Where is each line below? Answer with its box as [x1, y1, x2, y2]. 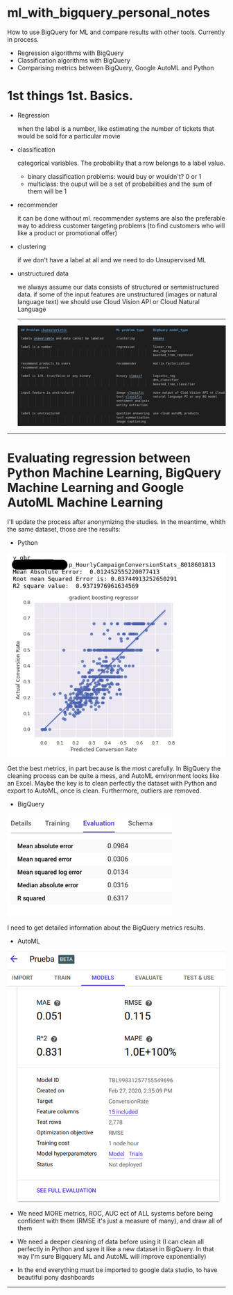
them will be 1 [27, 186, 67, 196]
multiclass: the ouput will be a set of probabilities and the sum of [27, 180, 213, 188]
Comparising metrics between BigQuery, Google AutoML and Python [17, 63, 214, 72]
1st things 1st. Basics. [7, 88, 134, 104]
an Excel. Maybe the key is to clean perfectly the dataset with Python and [7, 779, 217, 788]
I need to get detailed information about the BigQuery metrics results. [7, 923, 206, 932]
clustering [17, 242, 46, 251]
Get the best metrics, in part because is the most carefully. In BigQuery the [7, 764, 221, 773]
